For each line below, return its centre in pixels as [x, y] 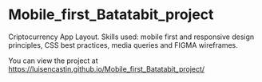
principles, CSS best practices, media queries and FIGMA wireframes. [123, 45]
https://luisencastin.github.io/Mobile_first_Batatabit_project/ [107, 68]
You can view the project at [53, 61]
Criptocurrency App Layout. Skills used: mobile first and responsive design [131, 37]
